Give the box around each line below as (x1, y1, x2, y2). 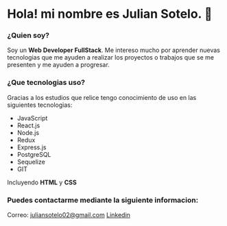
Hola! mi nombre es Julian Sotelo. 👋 (7, 6, 213, 22)
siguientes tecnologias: (7, 101, 73, 109)
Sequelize (16, 158, 46, 166)
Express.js (16, 143, 47, 151)
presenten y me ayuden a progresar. (7, 61, 110, 69)
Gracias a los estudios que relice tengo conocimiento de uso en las (7, 93, 197, 101)
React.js (16, 121, 40, 129)
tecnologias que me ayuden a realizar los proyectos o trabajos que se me (7, 53, 215, 62)
